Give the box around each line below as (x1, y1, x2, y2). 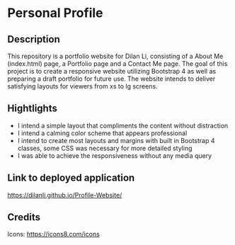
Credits (7, 211, 41, 224)
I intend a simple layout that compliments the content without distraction (17, 121, 229, 130)
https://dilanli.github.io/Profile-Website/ (7, 190, 122, 199)
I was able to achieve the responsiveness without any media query (17, 151, 212, 160)
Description (7, 33, 60, 45)
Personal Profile (7, 5, 104, 21)
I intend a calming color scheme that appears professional (17, 129, 188, 137)
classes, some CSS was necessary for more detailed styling (17, 144, 193, 152)
